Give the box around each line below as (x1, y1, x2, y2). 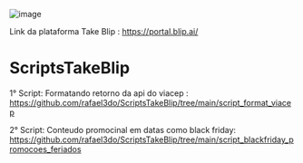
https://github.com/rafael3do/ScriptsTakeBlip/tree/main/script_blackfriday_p (9, 134, 295, 145)
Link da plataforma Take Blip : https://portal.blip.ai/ (9, 26, 199, 36)
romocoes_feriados (9, 143, 82, 154)
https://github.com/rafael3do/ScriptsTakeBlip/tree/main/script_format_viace (9, 97, 292, 108)
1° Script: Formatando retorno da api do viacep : (9, 87, 189, 99)
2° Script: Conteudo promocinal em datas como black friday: (9, 124, 237, 135)
